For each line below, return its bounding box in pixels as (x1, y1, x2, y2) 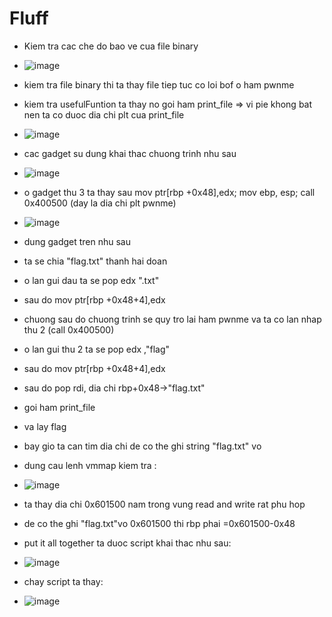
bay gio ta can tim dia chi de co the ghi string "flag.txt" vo (23, 440, 262, 452)
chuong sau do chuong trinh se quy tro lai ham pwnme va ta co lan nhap (23, 313, 322, 325)
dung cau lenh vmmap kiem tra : (23, 459, 157, 471)
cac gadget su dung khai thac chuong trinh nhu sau (23, 147, 237, 159)
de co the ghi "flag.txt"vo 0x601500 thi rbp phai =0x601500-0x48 (23, 517, 296, 529)
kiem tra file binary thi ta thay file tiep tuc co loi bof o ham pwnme (23, 78, 295, 91)
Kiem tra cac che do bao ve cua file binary (23, 40, 199, 52)
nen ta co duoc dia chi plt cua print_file (23, 108, 185, 121)
